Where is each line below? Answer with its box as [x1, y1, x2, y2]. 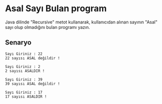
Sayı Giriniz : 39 [5, 77, 43, 82]
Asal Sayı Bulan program [5, 3, 107, 14]
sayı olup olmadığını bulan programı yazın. [5, 24, 90, 30]
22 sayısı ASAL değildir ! [5, 56, 60, 61]
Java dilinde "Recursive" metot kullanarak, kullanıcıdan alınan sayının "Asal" [5, 19, 158, 25]
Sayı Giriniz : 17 [5, 90, 43, 95]
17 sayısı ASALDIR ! [5, 94, 47, 99]
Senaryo [5, 39, 32, 47]
